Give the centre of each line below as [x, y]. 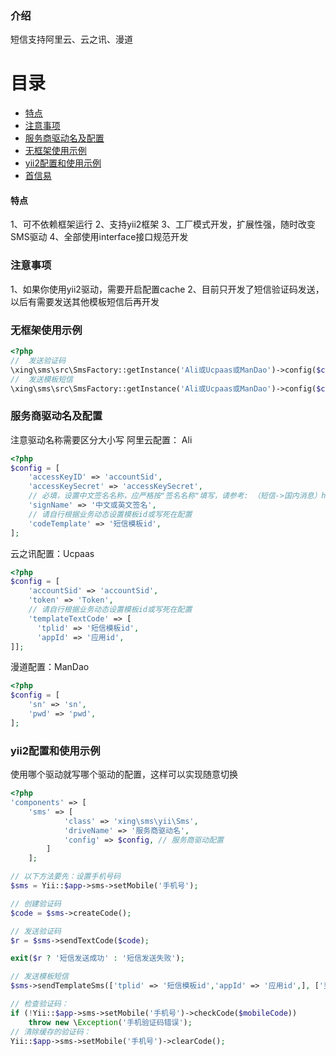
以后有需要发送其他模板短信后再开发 [85, 301]
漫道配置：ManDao [50, 667]
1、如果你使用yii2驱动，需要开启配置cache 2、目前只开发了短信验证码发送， [167, 289]
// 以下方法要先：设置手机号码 [66, 877]
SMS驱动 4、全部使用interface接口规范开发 [99, 237]
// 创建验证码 [36, 903]
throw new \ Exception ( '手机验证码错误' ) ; [110, 1022]
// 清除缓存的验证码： [51, 1032]
